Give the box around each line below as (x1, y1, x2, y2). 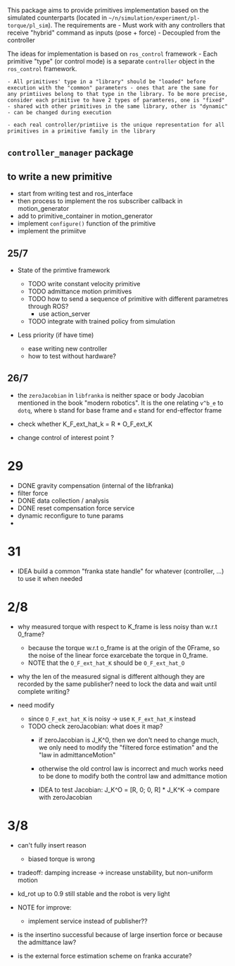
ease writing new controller (27, 345, 108, 353)
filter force (17, 489, 49, 497)
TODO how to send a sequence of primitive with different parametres (27, 295, 229, 303)
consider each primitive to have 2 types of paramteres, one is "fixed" (7, 97, 225, 104)
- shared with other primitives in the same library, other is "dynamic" (7, 103, 229, 110)
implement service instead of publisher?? (27, 917, 148, 925)
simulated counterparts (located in (7, 13, 108, 22)
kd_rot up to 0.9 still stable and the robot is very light (17, 889, 170, 898)
